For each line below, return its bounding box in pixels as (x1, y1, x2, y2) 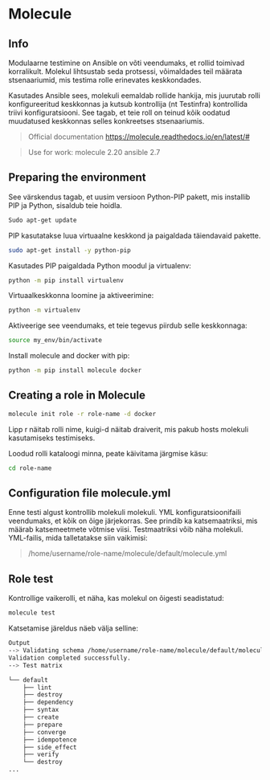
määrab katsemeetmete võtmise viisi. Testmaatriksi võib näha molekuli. (8, 525, 243, 534)
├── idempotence (22, 736, 78, 744)
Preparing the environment (8, 170, 146, 185)
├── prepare (22, 721, 63, 729)
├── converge (22, 728, 67, 736)
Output (8, 639, 31, 647)
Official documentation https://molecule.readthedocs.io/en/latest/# (27, 132, 251, 141)
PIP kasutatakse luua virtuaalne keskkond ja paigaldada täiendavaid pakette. (8, 231, 261, 240)
